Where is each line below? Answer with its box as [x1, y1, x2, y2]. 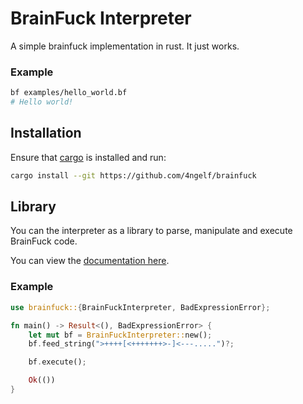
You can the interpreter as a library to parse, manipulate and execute [10, 225, 293, 237]
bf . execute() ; [28, 357, 87, 367]
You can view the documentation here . [10, 255, 170, 267]
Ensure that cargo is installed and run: [10, 151, 167, 163]
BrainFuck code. [10, 235, 78, 247]
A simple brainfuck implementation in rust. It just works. [10, 40, 240, 52]
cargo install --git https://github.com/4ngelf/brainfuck [10, 170, 257, 181]
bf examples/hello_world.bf [10, 88, 128, 98]
